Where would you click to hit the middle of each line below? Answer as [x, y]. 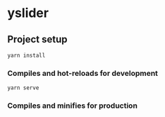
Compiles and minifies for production [72, 106]
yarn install [26, 55]
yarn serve [23, 88]
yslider [28, 13]
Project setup [38, 39]
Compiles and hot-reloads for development [83, 73]
